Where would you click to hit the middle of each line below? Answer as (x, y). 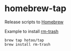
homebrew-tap (35, 8)
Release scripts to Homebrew (34, 22)
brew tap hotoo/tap (24, 40)
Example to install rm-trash (32, 31)
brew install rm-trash (27, 44)
